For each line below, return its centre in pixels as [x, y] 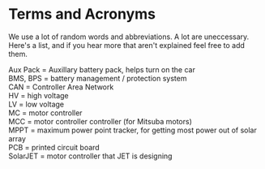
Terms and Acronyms [82, 14]
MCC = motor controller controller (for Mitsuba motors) [100, 121]
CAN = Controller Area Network [61, 87]
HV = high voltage [38, 95]
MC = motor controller [45, 113]
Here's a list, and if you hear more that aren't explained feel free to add [127, 45]
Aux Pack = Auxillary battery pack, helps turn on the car [102, 69]
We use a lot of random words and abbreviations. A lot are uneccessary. [129, 37]
